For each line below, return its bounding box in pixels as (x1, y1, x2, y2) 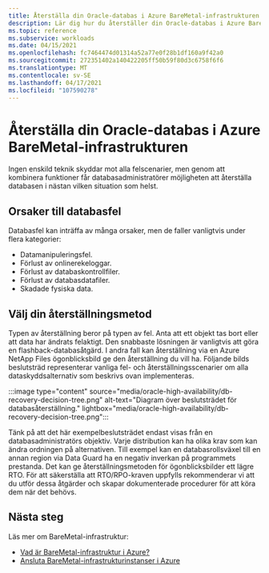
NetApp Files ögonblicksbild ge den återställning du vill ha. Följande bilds (8, 353, 250, 363)
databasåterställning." (8, 403, 81, 413)
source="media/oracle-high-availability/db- (89, 386, 234, 396)
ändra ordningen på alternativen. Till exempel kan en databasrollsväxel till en (8, 444, 261, 454)
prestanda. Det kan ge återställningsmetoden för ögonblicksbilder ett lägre (8, 462, 255, 471)
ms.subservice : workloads (8, 34, 94, 42)
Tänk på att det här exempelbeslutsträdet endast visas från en (8, 427, 214, 437)
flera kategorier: (8, 234, 62, 244)
